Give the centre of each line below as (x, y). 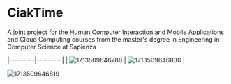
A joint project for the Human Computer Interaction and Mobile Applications (116, 32)
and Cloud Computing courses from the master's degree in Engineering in (113, 39)
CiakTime (35, 13)
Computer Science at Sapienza (52, 47)
